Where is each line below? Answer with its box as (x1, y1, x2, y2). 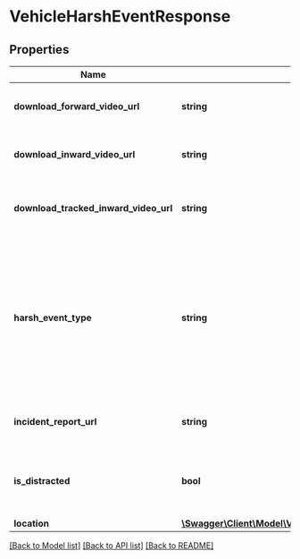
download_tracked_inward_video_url (13, 202, 173, 214)
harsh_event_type (13, 311, 92, 324)
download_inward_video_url (13, 148, 136, 160)
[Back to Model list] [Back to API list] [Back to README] (9, 540, 214, 551)
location (13, 517, 49, 529)
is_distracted (13, 475, 71, 487)
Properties (9, 42, 70, 57)
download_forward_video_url (13, 100, 140, 113)
